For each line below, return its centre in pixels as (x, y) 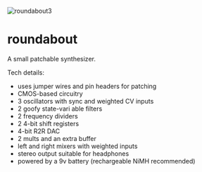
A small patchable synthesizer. (52, 59)
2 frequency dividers (48, 116)
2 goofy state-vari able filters (60, 109)
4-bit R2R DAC (39, 131)
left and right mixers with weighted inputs (77, 146)
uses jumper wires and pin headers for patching (87, 86)
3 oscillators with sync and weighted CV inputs (86, 101)
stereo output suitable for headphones (73, 153)
